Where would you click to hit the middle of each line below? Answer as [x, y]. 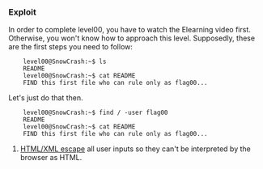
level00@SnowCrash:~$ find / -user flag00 [95, 113]
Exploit [22, 12]
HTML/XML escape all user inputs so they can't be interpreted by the [135, 149]
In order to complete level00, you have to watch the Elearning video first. [129, 30]
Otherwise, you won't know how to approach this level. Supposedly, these [132, 38]
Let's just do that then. [46, 98]
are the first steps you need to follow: [71, 47]
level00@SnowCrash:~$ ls [65, 62]
